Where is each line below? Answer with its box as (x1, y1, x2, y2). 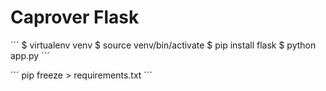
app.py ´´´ (10, 49, 50, 61)
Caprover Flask (10, 6, 140, 29)
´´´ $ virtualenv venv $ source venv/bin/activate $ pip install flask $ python (10, 39, 317, 51)
